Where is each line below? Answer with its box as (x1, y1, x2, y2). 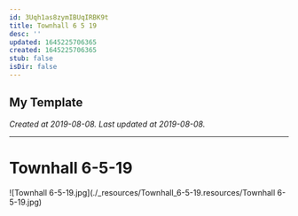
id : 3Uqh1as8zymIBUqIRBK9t (9, 12, 109, 22)
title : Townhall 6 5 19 (9, 21, 98, 30)
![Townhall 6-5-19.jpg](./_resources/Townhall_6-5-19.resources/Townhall (9, 187, 276, 197)
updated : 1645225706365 (9, 37, 98, 47)
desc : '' (9, 29, 42, 38)
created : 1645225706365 (9, 46, 98, 55)
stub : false (9, 54, 53, 63)
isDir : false (9, 63, 58, 72)
